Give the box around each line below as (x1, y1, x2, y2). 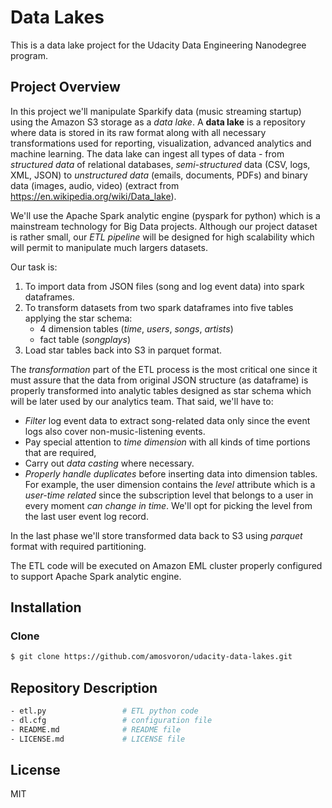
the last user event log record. (24, 510, 149, 522)
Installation (10, 599, 82, 616)
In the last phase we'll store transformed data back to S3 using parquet (10, 529, 303, 541)
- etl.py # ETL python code (10, 706, 199, 716)
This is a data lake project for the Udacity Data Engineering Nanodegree (10, 39, 307, 51)
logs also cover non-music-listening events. (24, 425, 206, 437)
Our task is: (10, 261, 58, 273)
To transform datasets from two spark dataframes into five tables (24, 301, 294, 313)
